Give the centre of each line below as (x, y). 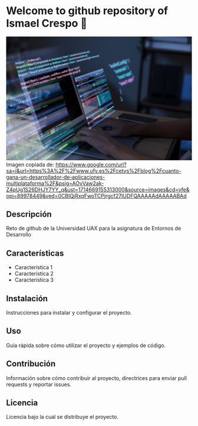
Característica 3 (34, 280)
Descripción (29, 214)
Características (35, 253)
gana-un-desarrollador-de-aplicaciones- (56, 177)
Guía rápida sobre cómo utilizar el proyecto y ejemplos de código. (86, 345)
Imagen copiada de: (30, 164)
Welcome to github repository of (87, 11)
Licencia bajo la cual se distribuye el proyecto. (62, 417)
